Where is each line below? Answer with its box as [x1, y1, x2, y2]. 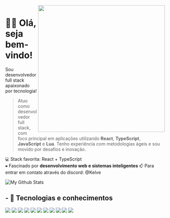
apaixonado [5, 82, 30, 88]
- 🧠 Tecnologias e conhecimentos [5, 194, 113, 202]
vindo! [5, 50, 33, 61]
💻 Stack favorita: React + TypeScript [5, 156, 82, 162]
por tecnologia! [5, 88, 37, 94]
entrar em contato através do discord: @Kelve [5, 169, 101, 175]
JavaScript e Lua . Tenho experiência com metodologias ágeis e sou [17, 140, 160, 147]
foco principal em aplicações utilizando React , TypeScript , [17, 135, 141, 141]
